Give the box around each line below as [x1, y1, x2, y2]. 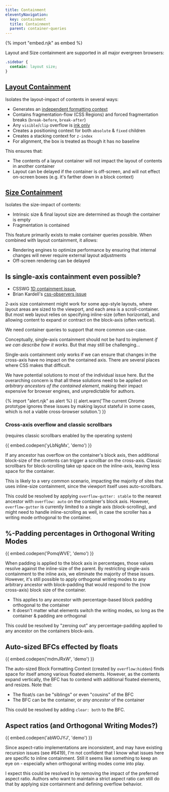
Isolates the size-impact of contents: [5, 202, 82, 208]
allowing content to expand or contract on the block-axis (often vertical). [5, 317, 156, 323]
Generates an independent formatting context [12, 106, 108, 112]
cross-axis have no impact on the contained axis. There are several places [5, 357, 160, 363]
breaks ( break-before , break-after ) [12, 116, 86, 123]
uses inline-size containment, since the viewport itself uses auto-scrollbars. [5, 483, 163, 490]
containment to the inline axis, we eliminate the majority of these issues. [5, 571, 155, 577]
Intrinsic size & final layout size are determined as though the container [12, 211, 160, 217]
